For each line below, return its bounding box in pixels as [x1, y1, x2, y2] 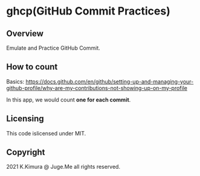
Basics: [6, 77, 25, 85]
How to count [6, 62, 58, 72]
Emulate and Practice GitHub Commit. [6, 44, 101, 51]
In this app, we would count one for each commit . [6, 96, 131, 103]
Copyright [6, 147, 45, 158]
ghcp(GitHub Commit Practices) [6, 4, 170, 18]
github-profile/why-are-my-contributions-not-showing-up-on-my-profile [6, 84, 187, 91]
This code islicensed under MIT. [6, 129, 86, 137]
